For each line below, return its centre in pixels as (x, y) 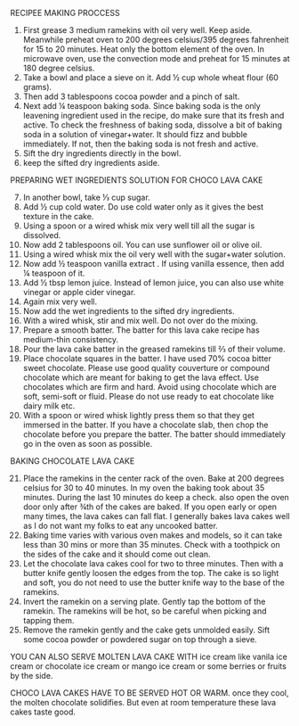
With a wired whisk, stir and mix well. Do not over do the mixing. (141, 321)
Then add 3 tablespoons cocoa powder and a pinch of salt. (131, 96)
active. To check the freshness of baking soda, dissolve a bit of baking (153, 125)
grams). (37, 87)
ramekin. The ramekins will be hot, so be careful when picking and (145, 611)
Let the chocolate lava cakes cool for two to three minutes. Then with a (153, 564)
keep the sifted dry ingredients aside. (91, 163)
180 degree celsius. (59, 68)
